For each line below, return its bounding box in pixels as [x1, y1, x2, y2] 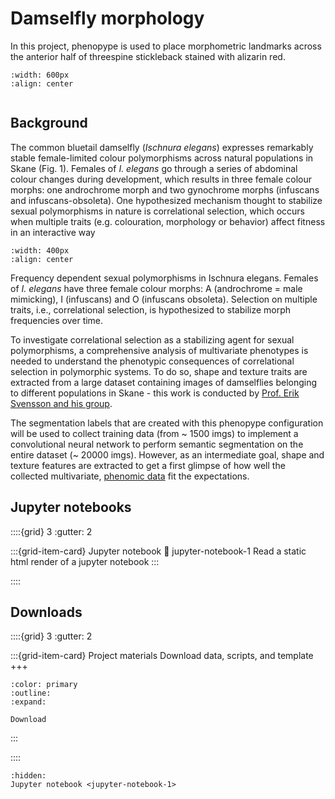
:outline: [10, 688, 52, 699]
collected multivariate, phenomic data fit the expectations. [10, 470, 250, 482]
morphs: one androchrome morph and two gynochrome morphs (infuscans [10, 183, 320, 196]
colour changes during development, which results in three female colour [10, 173, 313, 185]
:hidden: [10, 771, 47, 781]
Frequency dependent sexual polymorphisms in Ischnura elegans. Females [10, 272, 319, 284]
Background [10, 115, 88, 132]
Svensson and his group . [10, 397, 113, 409]
